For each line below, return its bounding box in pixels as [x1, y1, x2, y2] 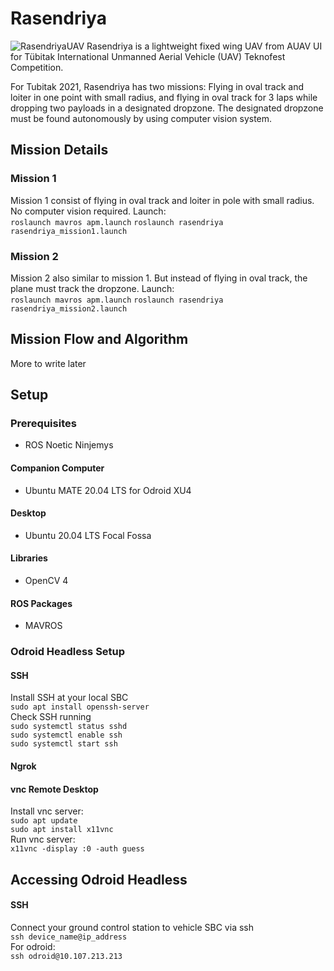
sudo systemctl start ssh [10, 739, 118, 749]
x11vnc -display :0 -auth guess [10, 844, 145, 854]
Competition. [10, 61, 64, 73]
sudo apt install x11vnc [10, 825, 114, 835]
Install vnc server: [10, 805, 84, 817]
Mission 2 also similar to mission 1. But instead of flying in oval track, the [10, 272, 308, 284]
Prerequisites [10, 417, 77, 431]
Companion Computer [10, 462, 105, 474]
